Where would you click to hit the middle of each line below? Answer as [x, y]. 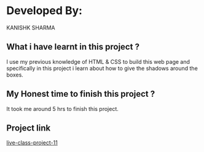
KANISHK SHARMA [31, 28]
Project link [29, 128]
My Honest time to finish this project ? [81, 94]
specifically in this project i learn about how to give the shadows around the [102, 68]
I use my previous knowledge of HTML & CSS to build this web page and [98, 61]
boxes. [15, 75]
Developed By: [45, 11]
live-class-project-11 [32, 143]
